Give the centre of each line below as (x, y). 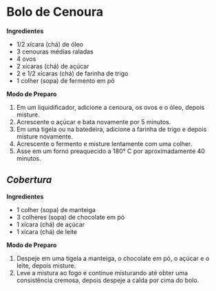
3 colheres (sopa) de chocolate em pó (71, 217)
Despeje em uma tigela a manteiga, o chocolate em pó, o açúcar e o (113, 258)
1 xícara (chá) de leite (46, 231)
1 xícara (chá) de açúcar (51, 224)
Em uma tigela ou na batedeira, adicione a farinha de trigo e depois (111, 129)
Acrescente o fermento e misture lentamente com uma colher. (104, 143)
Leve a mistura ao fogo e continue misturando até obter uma (102, 272)
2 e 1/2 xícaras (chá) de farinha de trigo (72, 73)
